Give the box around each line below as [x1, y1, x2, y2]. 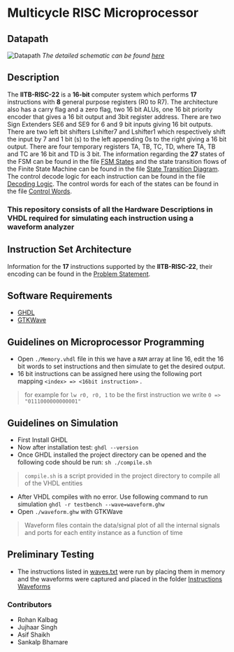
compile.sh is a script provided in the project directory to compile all [24, 471, 220, 480]
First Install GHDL [17, 436, 68, 444]
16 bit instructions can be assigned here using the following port [17, 370, 203, 378]
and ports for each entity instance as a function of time [24, 528, 183, 536]
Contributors [7, 599, 52, 609]
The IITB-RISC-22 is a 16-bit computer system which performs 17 [7, 90, 197, 99]
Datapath [7, 33, 49, 45]
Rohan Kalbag [17, 616, 58, 624]
